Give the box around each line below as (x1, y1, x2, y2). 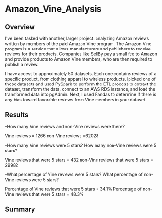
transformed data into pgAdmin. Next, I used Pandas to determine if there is (5, 91, 157, 97)
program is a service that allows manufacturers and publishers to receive (5, 46, 151, 51)
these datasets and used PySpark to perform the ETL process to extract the (5, 81, 157, 87)
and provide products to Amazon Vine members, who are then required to (5, 56, 153, 62)
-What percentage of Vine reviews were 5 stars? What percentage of (5, 171, 143, 177)
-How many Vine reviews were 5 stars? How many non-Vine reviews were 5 (5, 142, 157, 148)
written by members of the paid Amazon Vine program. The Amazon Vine (5, 41, 152, 47)
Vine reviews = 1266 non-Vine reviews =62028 (5, 133, 99, 139)
